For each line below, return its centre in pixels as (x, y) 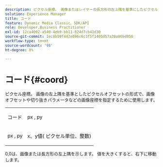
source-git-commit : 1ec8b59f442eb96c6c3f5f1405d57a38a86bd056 (69, 37)
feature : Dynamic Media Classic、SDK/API (47, 23)
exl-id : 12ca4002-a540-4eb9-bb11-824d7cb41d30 (53, 32)
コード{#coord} (37, 80)
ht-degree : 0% (19, 50)
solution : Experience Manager (36, 14)
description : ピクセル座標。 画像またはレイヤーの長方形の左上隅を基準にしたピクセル (82, 9)
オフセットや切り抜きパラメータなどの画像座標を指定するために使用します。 (81, 100)
